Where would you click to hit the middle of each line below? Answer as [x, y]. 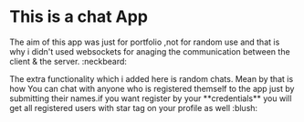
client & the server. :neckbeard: [68, 61]
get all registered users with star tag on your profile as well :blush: [134, 107]
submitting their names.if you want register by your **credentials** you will [151, 98]
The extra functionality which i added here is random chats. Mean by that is [152, 78]
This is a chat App [79, 17]
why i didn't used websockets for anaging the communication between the [150, 51]
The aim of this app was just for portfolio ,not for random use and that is [145, 42]
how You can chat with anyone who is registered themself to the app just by [152, 88]
